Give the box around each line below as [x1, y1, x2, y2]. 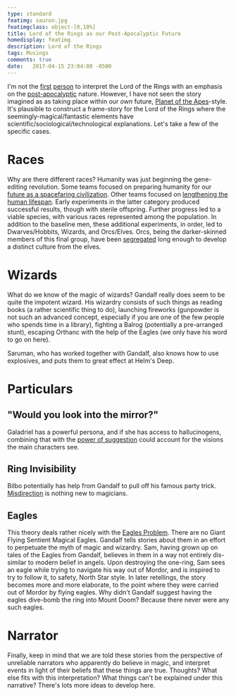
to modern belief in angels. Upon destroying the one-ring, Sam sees [27, 558, 225, 567]
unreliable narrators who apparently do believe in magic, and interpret [7, 659, 210, 667]
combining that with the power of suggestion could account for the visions [7, 435, 224, 444]
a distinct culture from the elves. [7, 242, 101, 251]
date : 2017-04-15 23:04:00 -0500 [7, 63, 112, 70]
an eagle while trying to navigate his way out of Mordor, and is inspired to [7, 566, 221, 574]
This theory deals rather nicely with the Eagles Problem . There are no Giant [7, 528, 225, 537]
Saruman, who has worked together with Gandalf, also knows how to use [7, 349, 219, 357]
